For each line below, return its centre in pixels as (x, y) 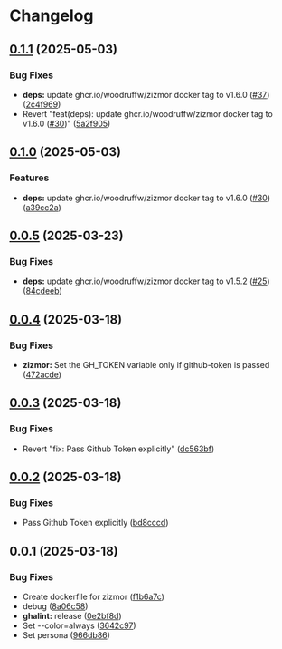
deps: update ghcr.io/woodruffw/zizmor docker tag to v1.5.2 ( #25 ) (146, 281)
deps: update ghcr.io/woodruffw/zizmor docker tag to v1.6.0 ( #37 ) (146, 94)
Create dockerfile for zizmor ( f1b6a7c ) (94, 596)
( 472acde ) (42, 374)
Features (29, 178)
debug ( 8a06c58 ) (55, 606)
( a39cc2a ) (42, 207)
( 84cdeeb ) (42, 291)
